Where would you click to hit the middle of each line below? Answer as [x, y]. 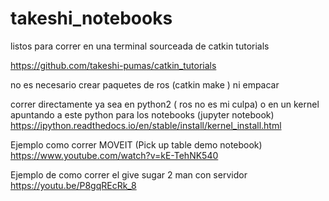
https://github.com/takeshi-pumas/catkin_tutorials [113, 65]
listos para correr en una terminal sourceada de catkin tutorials [140, 46]
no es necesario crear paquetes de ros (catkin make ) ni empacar [145, 84]
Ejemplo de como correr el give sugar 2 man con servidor [129, 174]
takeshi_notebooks [91, 18]
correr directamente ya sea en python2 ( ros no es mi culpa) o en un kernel [165, 104]
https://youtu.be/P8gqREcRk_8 [73, 185]
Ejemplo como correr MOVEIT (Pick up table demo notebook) [136, 144]
